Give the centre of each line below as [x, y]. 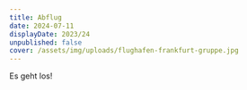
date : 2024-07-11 [42, 26]
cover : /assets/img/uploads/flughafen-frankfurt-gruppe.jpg [124, 51]
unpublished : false [46, 42]
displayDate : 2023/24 [50, 34]
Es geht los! [31, 76]
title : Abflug [36, 17]
